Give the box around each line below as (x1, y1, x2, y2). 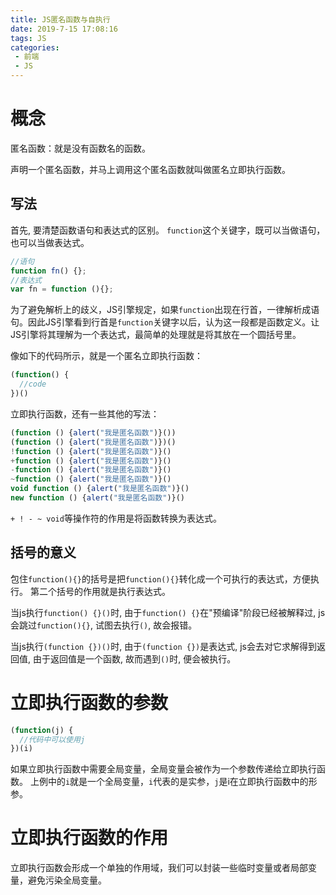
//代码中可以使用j (19, 734, 86, 745)
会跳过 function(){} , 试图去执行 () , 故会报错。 (10, 619, 198, 631)
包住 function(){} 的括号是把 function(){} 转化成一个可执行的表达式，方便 (10, 572, 311, 585)
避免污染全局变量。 (27, 874, 107, 886)
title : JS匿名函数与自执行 (10, 14, 111, 25)
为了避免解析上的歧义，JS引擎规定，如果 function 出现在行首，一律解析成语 (10, 304, 320, 316)
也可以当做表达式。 (10, 236, 90, 248)
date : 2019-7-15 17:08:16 (10, 24, 118, 34)
